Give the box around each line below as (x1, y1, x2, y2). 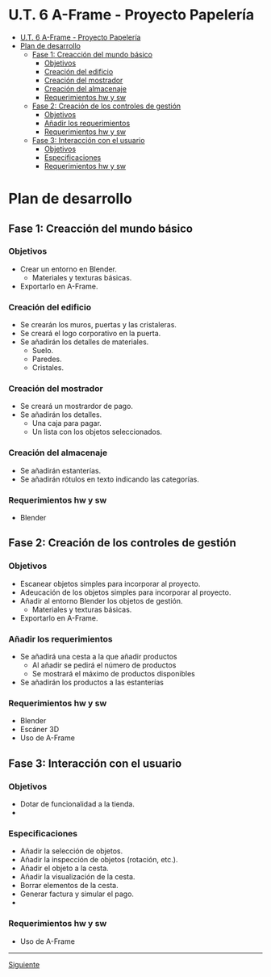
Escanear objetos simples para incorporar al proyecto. (19, 579, 201, 588)
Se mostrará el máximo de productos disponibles (31, 668, 195, 678)
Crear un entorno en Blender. (19, 264, 117, 274)
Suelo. (31, 346, 54, 356)
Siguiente (8, 959, 40, 969)
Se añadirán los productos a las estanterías (19, 677, 164, 687)
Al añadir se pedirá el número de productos (31, 660, 177, 670)
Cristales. (31, 363, 65, 373)
